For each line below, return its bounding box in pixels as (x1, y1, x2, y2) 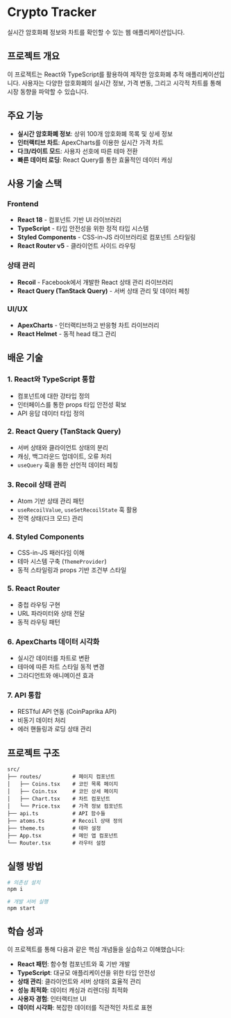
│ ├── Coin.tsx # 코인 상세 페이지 (7, 788, 119, 795)
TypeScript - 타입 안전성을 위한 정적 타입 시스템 (17, 224, 149, 233)
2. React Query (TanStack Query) (7, 426, 121, 436)
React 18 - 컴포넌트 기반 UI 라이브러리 (17, 216, 122, 224)
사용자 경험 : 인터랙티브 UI (17, 994, 87, 1003)
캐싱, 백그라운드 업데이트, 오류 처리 (17, 452, 112, 460)
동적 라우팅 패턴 (17, 617, 60, 626)
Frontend (7, 199, 39, 208)
